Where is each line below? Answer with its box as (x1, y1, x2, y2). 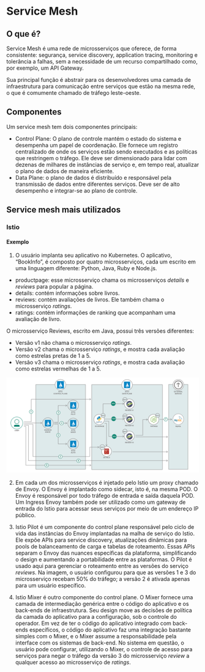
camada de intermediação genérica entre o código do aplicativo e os (15, 600, 189, 608)
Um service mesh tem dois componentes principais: (6, 123, 138, 130)
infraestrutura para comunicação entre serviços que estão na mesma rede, (6, 83, 196, 90)
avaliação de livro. (15, 316, 61, 323)
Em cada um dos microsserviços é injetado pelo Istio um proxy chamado (15, 479, 199, 487)
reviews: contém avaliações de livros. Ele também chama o (15, 296, 165, 303)
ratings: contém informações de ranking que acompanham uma (15, 309, 176, 316)
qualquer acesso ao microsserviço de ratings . (15, 659, 132, 666)
